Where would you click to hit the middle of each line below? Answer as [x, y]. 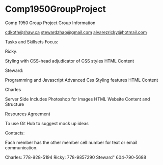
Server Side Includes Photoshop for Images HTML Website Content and [78, 99]
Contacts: [15, 133]
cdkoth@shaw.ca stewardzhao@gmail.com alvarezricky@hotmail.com [76, 32]
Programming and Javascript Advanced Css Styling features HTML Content [81, 80]
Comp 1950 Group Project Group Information [50, 23]
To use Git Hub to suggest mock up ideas [47, 123]
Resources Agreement [28, 114]
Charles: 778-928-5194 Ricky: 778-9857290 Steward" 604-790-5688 [76, 157]
